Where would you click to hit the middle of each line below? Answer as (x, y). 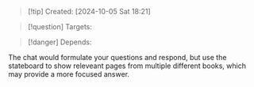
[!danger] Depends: (60, 42)
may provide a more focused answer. (69, 74)
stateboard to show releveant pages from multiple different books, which (127, 66)
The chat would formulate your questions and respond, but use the (117, 57)
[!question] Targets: (60, 26)
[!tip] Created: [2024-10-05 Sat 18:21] (89, 11)
